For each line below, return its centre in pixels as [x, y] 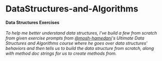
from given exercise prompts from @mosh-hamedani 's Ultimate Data [75, 38]
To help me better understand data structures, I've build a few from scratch [81, 33]
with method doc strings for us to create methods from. [61, 53]
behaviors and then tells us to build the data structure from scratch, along [80, 49]
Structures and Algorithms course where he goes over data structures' [77, 43]
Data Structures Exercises [33, 22]
